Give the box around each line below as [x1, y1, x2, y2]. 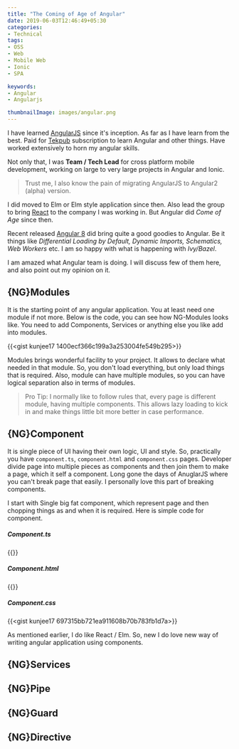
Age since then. [7, 215, 53, 224]
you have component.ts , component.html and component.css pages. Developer [7, 454, 232, 463]
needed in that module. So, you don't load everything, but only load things [7, 363, 225, 371]
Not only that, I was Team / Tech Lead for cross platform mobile [7, 157, 195, 166]
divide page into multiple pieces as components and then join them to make [7, 462, 229, 470]
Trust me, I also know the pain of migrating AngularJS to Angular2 [24, 179, 218, 187]
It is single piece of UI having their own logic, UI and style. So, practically [7, 447, 221, 455]
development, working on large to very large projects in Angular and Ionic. [7, 165, 225, 173]
